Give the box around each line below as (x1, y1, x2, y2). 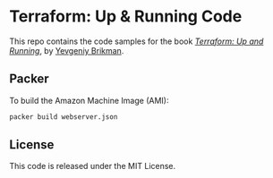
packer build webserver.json (9, 112, 118, 122)
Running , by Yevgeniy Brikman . (9, 45, 124, 55)
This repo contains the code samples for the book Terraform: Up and (9, 36, 264, 47)
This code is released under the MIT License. (9, 161, 176, 172)
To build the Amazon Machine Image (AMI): (9, 95, 169, 106)
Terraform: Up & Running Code (9, 6, 243, 27)
